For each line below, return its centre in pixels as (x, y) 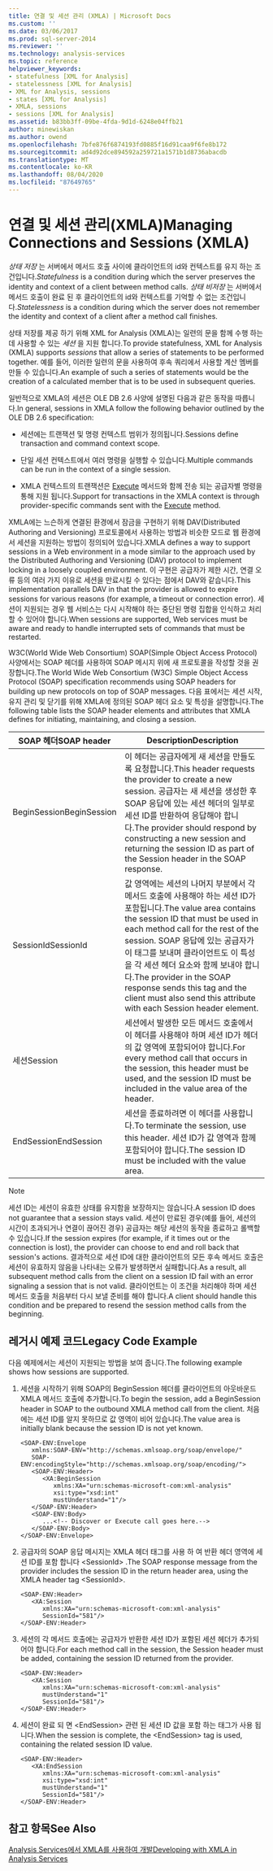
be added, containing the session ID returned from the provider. (127, 1658)
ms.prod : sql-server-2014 (52, 39)
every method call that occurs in (186, 1058)
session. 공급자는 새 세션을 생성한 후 (191, 791)
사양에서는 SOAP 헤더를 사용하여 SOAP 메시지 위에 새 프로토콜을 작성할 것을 (129, 662)
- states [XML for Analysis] (58, 99)
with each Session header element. (191, 1007)
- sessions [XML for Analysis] (61, 115)
